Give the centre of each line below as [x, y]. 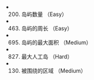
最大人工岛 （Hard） [47, 56]
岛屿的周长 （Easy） [47, 28]
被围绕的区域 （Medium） [54, 71]
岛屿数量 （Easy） [44, 14]
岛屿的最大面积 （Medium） [56, 42]
